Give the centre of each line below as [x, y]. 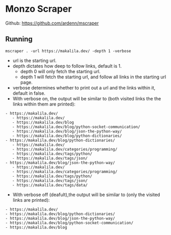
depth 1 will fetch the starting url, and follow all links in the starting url [93, 77]
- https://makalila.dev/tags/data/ [50, 185]
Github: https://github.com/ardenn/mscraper [52, 23]
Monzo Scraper [39, 9]
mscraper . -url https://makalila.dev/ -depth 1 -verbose [68, 51]
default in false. [29, 93]
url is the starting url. [34, 60]
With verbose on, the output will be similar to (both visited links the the [87, 98]
